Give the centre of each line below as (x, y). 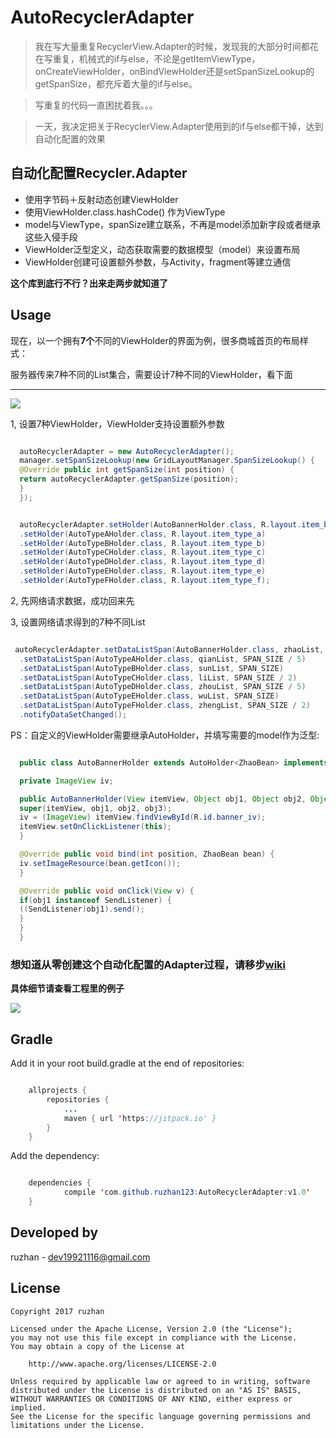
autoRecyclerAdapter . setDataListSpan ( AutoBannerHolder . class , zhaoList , (169, 649)
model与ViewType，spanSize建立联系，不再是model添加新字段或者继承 (173, 224)
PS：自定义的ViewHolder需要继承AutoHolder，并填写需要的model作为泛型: (165, 735)
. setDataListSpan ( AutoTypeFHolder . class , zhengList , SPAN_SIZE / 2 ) (165, 706)
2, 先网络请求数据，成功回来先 (72, 600)
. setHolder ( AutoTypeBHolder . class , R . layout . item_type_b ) (143, 543)
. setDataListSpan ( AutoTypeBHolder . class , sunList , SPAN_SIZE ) (151, 668)
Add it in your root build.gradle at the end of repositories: (127, 1063)
